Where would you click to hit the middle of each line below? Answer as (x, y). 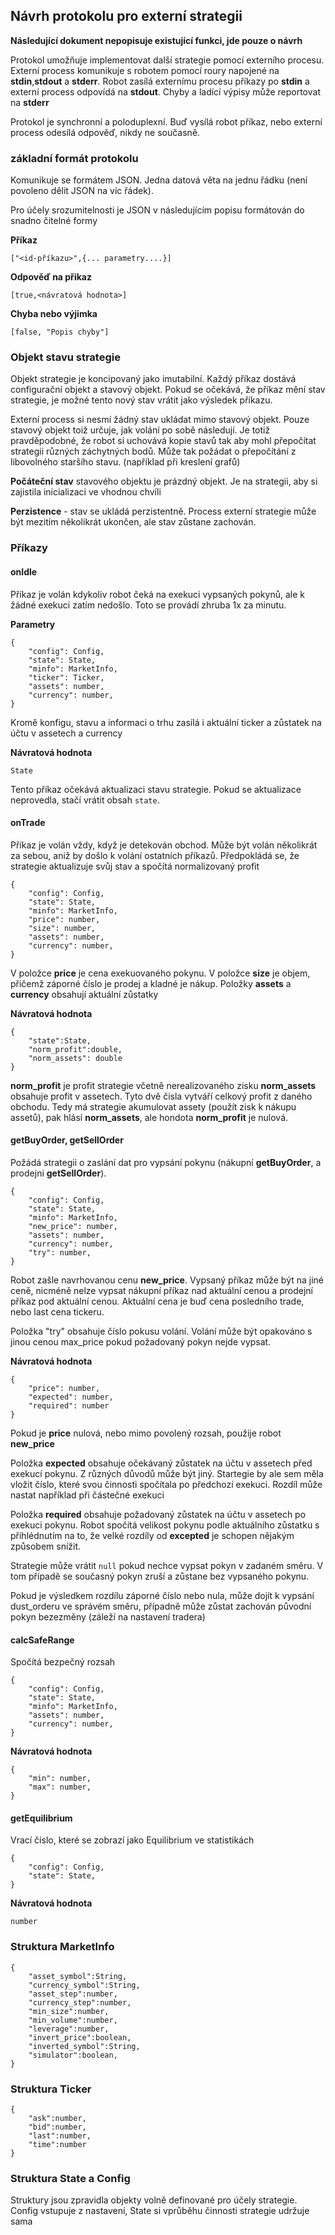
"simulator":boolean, (73, 2055)
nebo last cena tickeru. (57, 1311)
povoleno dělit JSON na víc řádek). (82, 191)
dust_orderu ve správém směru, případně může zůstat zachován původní (161, 1606)
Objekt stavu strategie (65, 357)
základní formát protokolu (74, 158)
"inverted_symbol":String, (84, 2046)
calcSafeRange (42, 1640)
